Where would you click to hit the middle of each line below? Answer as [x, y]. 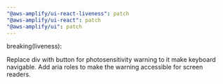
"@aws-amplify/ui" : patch [44, 26]
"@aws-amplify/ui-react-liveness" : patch [68, 14]
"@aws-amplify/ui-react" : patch [54, 20]
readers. [19, 74]
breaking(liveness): [34, 47]
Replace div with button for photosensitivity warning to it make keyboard [111, 60]
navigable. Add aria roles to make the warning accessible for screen [105, 67]
